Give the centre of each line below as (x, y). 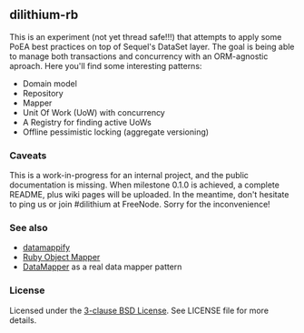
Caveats (28, 156)
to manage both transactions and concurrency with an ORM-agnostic (139, 56)
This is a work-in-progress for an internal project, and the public (129, 176)
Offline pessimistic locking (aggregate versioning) (116, 132)
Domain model (49, 83)
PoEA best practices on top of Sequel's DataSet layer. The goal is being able (152, 46)
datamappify (46, 247)
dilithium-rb (44, 15)
